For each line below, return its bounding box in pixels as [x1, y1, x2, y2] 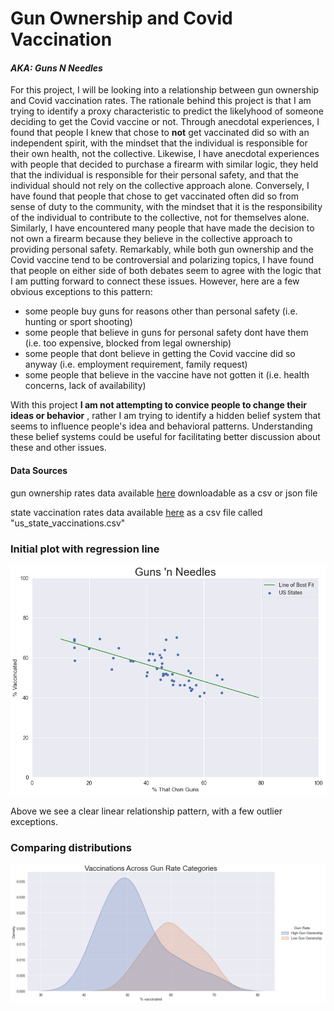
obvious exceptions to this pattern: [10, 286, 153, 298]
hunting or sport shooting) [24, 316, 133, 328]
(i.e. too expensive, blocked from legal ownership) [24, 337, 232, 349]
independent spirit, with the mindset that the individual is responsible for [10, 137, 308, 149]
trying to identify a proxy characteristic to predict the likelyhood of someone [10, 105, 324, 117]
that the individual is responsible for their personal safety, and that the [10, 169, 299, 181]
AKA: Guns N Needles [10, 62, 103, 74]
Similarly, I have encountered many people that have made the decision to [10, 222, 315, 234]
